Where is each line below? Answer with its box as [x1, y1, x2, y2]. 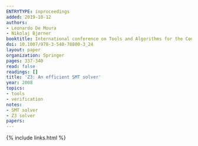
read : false [6, 63, 35, 69]
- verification [6, 96, 44, 102]
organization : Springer [6, 52, 65, 58]
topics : [6, 85, 25, 91]
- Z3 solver [6, 112, 35, 118]
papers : [6, 118, 25, 124]
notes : [6, 101, 22, 108]
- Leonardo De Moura [6, 25, 57, 31]
